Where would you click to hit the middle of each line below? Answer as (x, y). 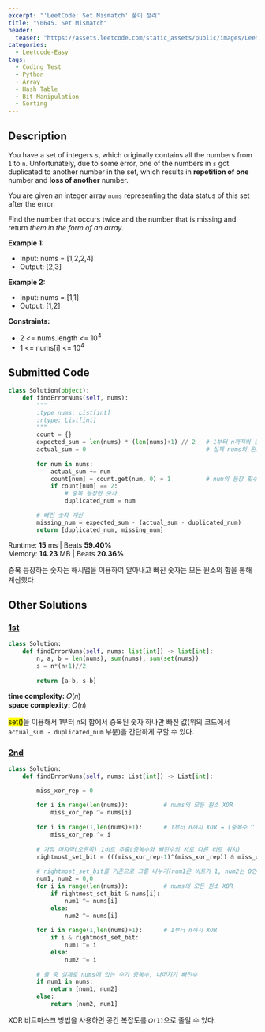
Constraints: (29, 321)
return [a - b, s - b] (67, 681)
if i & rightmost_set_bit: (95, 938)
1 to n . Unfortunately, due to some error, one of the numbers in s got (119, 163)
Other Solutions (48, 605)
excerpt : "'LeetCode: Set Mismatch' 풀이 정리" (84, 15)
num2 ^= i (80, 960)
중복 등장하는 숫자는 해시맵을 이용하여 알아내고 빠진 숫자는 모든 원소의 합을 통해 (130, 570)
